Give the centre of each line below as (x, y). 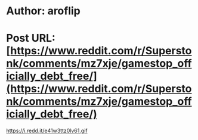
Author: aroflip (43, 11)
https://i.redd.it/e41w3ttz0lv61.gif (47, 131)
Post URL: (31, 38)
